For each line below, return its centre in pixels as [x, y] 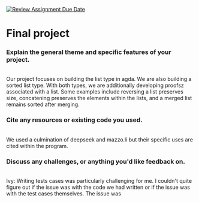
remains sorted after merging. [43, 104]
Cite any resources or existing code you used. [74, 120]
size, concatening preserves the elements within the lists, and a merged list [99, 98]
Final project [38, 34]
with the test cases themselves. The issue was [64, 194]
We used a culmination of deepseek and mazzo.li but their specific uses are [100, 139]
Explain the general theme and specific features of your [89, 52]
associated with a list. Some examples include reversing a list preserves [95, 92]
